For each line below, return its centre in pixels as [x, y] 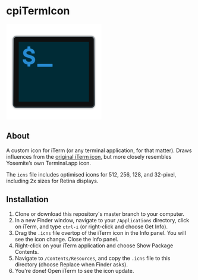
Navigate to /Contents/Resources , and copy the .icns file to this [92, 258]
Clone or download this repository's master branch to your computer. [100, 214]
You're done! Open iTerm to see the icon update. [74, 270]
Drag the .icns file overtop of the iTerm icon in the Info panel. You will [100, 232]
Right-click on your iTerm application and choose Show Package [94, 246]
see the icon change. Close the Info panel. [67, 239]
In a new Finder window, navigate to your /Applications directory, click [102, 220]
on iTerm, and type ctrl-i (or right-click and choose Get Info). [91, 226]
